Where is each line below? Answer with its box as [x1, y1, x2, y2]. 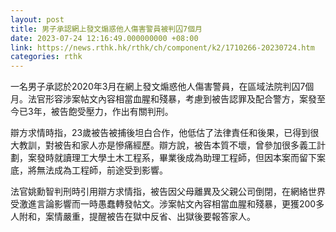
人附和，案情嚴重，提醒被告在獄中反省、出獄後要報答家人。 [10, 211, 256, 223]
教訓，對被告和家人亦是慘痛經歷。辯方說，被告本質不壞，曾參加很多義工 [18, 139, 317, 151]
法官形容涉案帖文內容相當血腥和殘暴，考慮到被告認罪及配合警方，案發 [27, 93, 317, 105]
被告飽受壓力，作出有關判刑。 [50, 106, 174, 118]
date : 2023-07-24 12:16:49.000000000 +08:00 [10, 33, 199, 43]
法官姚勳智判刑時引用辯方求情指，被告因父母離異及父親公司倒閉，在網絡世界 [10, 186, 326, 198]
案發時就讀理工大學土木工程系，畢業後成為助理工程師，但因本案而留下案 [27, 152, 326, 164]
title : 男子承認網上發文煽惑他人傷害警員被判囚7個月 [10, 24, 203, 34]
